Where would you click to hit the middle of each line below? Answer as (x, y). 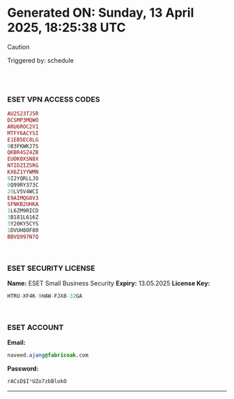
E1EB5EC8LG (23, 140)
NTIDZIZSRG (23, 166)
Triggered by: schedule (41, 60)
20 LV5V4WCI (23, 191)
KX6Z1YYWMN (23, 172)
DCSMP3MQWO (23, 120)
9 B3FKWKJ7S (23, 146)
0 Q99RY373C (23, 185)
